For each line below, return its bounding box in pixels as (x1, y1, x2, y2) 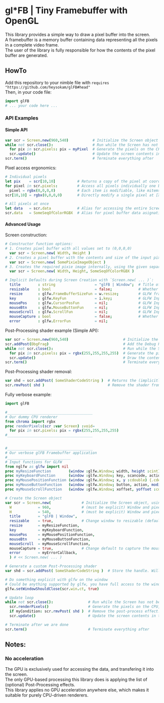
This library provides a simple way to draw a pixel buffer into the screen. (5, 31, 150, 37)
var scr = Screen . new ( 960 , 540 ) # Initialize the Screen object (5, 138, 159, 143)
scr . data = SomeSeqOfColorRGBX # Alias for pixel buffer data (5, 211, 141, 216)
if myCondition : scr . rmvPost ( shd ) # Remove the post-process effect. (9, 609, 161, 614)
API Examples (5, 115, 39, 122)
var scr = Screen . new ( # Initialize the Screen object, (5, 500, 150, 505)
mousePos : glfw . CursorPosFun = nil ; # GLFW (9, 301, 152, 305)
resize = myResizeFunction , (9, 523, 80, 528)
